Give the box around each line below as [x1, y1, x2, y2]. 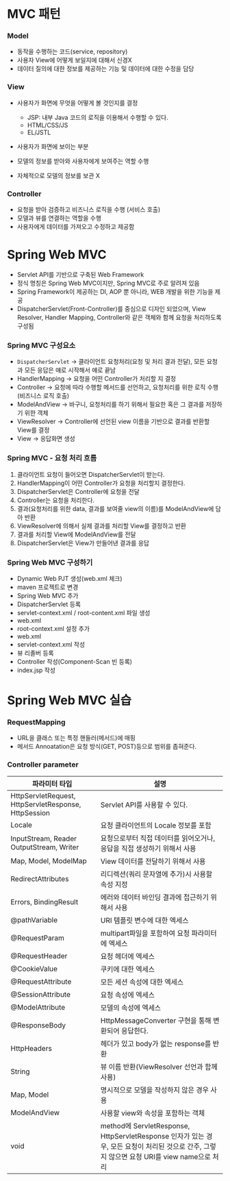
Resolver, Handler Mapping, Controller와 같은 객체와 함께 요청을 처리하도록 [16, 313, 222, 322]
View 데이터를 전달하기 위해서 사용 [100, 856, 206, 866]
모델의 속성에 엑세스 [100, 1003, 162, 1012]
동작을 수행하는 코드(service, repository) [16, 47, 128, 55]
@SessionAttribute [10, 989, 71, 999]
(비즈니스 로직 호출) [16, 392, 70, 400]
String [10, 1067, 30, 1076]
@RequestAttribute [10, 977, 72, 986]
